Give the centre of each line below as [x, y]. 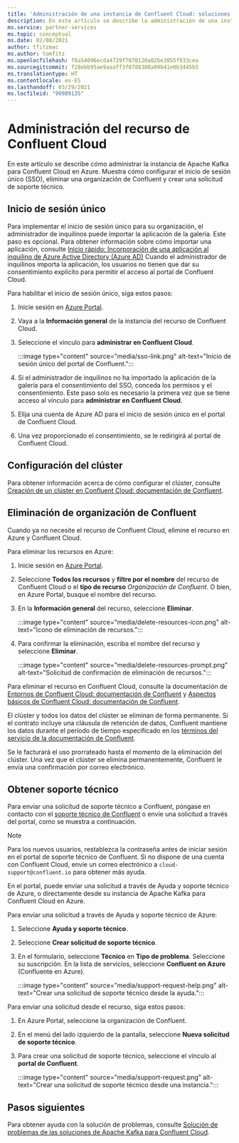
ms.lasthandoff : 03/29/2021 [49, 87]
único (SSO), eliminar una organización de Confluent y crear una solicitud [115, 179]
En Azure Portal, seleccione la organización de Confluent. [102, 1021]
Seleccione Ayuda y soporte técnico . [73, 929]
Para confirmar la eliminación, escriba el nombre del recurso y [109, 643]
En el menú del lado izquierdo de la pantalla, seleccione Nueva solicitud [123, 1034]
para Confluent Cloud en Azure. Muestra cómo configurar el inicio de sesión [119, 171]
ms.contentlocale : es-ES [44, 80]
